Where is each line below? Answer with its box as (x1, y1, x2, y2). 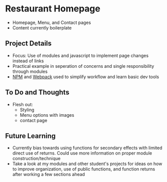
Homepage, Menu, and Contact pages (12, 19, 91, 25)
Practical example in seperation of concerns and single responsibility (12, 63, 155, 69)
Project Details (5, 39, 52, 48)
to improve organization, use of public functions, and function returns (12, 166, 156, 172)
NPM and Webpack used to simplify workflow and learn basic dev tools (12, 73, 160, 80)
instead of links (12, 58, 44, 64)
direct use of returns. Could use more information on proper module (12, 150, 152, 156)
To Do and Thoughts (5, 88, 70, 97)
